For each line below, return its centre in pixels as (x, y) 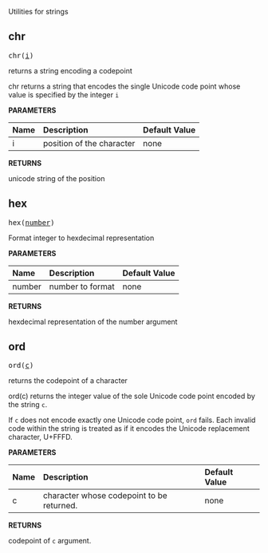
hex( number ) (32, 222)
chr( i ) (21, 55)
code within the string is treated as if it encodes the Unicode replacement (129, 429)
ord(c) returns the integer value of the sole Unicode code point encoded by (132, 396)
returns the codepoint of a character (68, 381)
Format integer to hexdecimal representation (81, 238)
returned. (60, 506)
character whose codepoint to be (105, 496)
